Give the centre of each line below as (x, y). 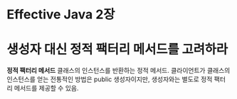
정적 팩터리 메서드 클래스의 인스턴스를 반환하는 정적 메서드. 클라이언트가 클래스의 (118, 71)
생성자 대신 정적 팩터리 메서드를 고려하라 (117, 49)
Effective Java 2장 (61, 14)
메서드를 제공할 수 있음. (46, 88)
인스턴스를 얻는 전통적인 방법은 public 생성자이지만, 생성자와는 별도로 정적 (110, 79)
